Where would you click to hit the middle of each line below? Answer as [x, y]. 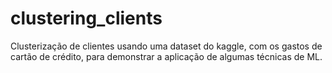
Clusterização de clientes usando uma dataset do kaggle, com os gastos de [166, 46]
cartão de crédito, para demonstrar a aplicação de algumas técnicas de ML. [166, 56]
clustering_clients [86, 18]
